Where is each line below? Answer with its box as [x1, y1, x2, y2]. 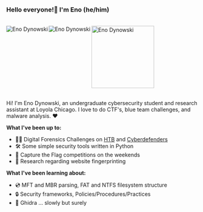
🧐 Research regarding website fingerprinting [15, 158, 126, 165]
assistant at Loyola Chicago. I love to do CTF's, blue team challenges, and [6, 106, 191, 114]
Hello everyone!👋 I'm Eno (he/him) [6, 5, 110, 14]
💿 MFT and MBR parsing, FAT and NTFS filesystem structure [15, 181, 168, 189]
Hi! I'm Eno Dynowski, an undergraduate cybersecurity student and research [6, 100, 198, 107]
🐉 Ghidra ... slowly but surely [15, 199, 87, 207]
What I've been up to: [6, 124, 62, 132]
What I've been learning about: [6, 169, 86, 177]
